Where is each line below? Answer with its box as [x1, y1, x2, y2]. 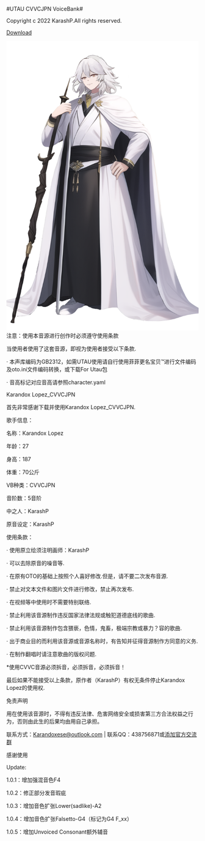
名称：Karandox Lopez [6, 429, 64, 437]
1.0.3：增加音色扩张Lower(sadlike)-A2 [6, 802, 102, 809]
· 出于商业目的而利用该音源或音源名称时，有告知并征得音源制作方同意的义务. [6, 637, 198, 645]
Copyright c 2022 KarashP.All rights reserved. [6, 17, 122, 24]
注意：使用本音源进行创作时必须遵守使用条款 [6, 332, 119, 339]
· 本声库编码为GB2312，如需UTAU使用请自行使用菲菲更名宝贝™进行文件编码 [6, 358, 196, 365]
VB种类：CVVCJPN [6, 481, 56, 489]
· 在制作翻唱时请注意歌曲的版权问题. [6, 650, 97, 658]
